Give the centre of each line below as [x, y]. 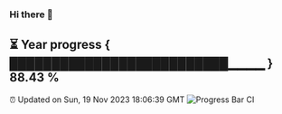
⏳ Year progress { [60, 45]
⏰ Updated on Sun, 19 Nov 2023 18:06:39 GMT [97, 100]
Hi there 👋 [32, 14]
